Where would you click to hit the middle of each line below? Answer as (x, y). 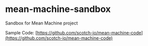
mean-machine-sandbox (58, 9)
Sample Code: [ (21, 32)
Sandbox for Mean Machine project (41, 23)
